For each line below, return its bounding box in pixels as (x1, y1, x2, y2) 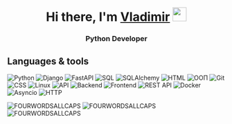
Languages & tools (7, 55, 89, 67)
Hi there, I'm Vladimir (46, 9, 170, 25)
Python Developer (85, 34, 148, 44)
